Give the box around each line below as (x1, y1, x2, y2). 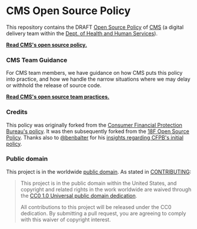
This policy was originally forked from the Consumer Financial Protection (6, 121, 182, 128)
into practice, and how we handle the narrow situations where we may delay (6, 75, 191, 83)
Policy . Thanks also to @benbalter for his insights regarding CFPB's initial (6, 134, 184, 141)
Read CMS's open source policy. (6, 41, 87, 48)
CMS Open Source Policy (6, 4, 131, 18)
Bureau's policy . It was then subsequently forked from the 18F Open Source (6, 128, 189, 135)
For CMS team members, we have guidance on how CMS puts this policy (6, 69, 183, 77)
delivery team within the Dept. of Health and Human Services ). (6, 29, 158, 36)
